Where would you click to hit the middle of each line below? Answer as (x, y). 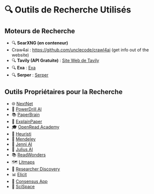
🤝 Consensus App (30, 181)
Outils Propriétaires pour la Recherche (64, 92)
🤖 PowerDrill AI (26, 109)
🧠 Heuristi (21, 134)
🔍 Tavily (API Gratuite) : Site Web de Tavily (55, 60)
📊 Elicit (19, 174)
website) (20, 55)
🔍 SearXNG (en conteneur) (40, 43)
